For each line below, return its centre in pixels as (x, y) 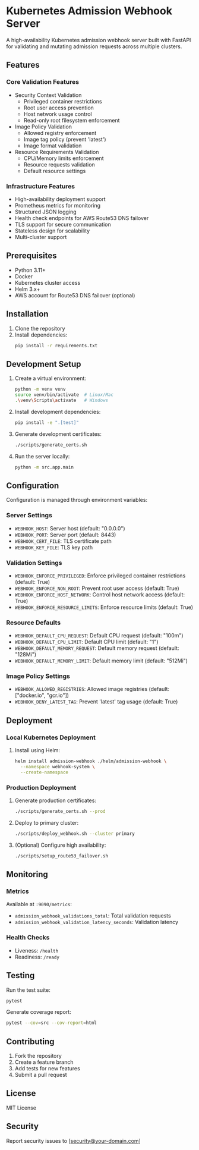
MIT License (21, 1108)
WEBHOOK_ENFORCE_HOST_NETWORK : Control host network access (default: (100, 594)
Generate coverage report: (39, 1012)
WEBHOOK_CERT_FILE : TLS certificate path (63, 541)
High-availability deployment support (60, 199)
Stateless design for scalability (52, 231)
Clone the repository (40, 328)
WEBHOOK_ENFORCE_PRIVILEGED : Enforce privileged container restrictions (100, 576)
